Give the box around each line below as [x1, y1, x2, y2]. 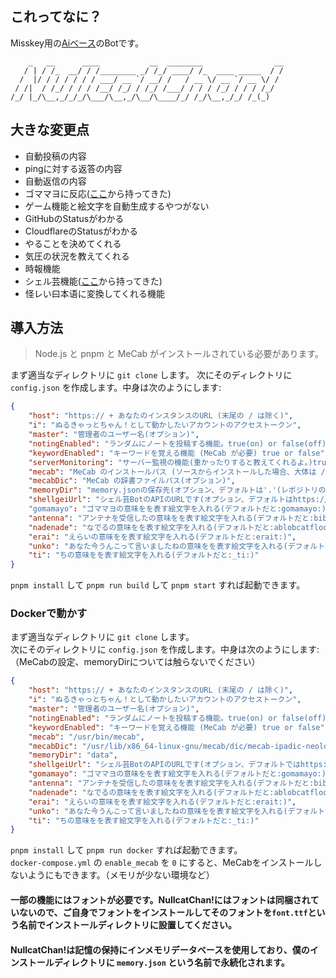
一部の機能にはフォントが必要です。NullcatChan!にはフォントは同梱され [10, 893, 311, 906]
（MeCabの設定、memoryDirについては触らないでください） [10, 656, 261, 668]
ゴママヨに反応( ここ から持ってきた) [24, 187, 172, 199]
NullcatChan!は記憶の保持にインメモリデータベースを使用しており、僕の [10, 943, 310, 956]
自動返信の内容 [24, 175, 87, 187]
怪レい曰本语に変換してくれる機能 [24, 287, 165, 299]
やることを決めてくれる [24, 237, 122, 249]
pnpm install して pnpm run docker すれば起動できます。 [10, 844, 243, 856]
